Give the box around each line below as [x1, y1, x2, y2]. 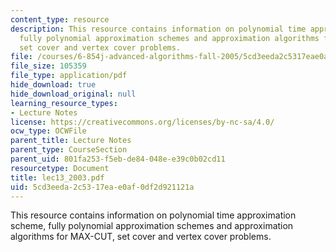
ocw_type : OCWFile [10, 126, 87, 136]
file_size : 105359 [10, 61, 87, 71]
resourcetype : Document [10, 163, 110, 173]
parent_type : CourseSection [10, 145, 128, 155]
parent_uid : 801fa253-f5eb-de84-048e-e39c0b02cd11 [10, 154, 226, 164]
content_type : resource [10, 14, 110, 25]
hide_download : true [10, 80, 97, 90]
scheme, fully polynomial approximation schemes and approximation [10, 220, 294, 232]
